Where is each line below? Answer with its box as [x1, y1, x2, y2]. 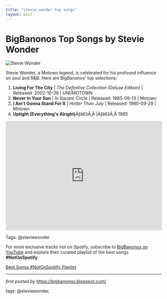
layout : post [5, 12, 33, 17]
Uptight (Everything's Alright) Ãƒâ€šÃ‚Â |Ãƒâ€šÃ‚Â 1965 [12, 111, 128, 117]
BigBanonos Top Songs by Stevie [5, 33, 145, 45]
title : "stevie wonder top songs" [5, 7, 77, 12]
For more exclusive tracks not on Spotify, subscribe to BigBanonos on [5, 244, 148, 250]
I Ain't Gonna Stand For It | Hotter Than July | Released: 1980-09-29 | [12, 100, 157, 107]
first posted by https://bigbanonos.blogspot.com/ [5, 279, 107, 285]
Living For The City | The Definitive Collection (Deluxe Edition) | [12, 85, 143, 91]
